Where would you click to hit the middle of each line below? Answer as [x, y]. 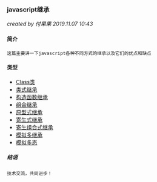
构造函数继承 [32, 97]
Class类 [25, 82]
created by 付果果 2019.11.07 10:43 [50, 24]
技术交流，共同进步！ [29, 174]
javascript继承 [28, 9]
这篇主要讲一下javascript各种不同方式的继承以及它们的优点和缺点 [79, 53]
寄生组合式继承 [34, 127]
